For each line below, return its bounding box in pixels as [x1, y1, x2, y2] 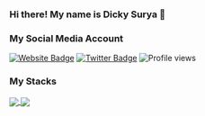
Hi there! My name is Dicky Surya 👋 [9, 8, 166, 21]
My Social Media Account [9, 31, 124, 44]
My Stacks [9, 76, 57, 88]
